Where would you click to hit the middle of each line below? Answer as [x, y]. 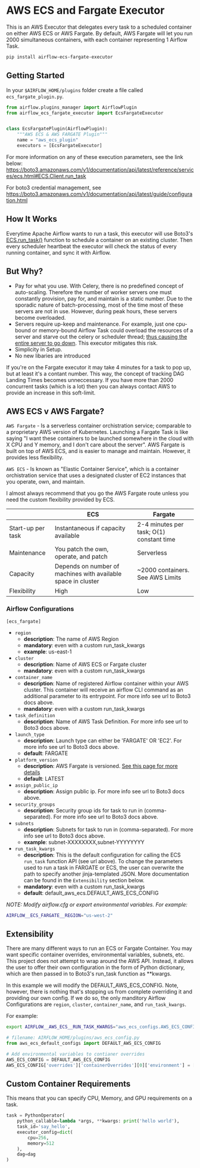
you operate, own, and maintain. [46, 482]
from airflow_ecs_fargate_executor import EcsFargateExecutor [85, 113]
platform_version [36, 760]
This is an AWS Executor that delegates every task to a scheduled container [99, 27]
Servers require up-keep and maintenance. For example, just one [94, 324]
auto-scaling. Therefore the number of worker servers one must [93, 292]
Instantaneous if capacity [90, 528]
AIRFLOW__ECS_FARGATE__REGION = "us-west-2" [60, 915]
